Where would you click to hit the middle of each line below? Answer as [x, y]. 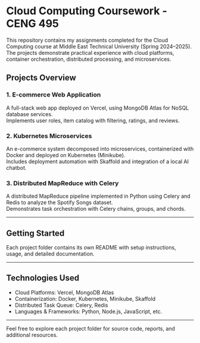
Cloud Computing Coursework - [87, 11]
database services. [29, 114]
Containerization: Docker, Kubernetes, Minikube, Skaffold [85, 298]
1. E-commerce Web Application [54, 95]
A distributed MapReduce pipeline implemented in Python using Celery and [98, 196]
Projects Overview [41, 78]
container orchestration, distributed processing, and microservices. [89, 59]
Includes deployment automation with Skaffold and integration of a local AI [98, 161]
